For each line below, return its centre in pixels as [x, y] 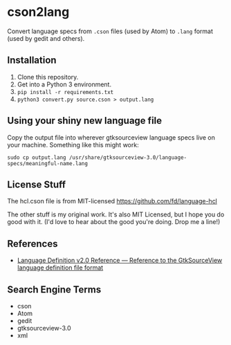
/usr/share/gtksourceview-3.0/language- [128, 157]
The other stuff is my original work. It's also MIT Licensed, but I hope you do [116, 214]
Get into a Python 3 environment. [64, 84]
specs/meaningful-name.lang [48, 163]
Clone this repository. [48, 77]
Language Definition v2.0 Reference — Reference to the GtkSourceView [120, 261]
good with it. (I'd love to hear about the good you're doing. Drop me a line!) [114, 222]
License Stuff [37, 184]
